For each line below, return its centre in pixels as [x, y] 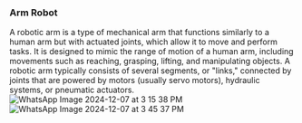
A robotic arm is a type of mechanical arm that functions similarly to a [139, 33]
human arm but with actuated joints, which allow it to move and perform [144, 42]
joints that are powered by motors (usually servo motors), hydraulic [135, 80]
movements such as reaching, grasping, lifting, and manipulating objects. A [150, 61]
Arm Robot [34, 13]
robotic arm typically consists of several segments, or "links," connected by [151, 71]
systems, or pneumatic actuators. [72, 90]
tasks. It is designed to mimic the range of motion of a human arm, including [151, 52]
